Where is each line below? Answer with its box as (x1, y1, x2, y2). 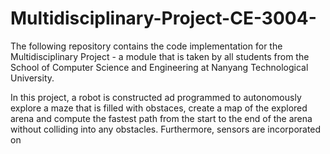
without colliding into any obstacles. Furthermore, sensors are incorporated (10, 123, 322, 135)
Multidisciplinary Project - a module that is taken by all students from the (10, 50, 310, 62)
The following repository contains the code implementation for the (10, 40, 283, 52)
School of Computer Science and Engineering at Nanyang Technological (10, 61, 309, 73)
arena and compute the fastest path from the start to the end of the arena (10, 112, 313, 124)
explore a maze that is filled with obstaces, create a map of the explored (10, 102, 308, 114)
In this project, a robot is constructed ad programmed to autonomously (10, 91, 302, 103)
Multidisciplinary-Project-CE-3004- (10, 7, 317, 30)
